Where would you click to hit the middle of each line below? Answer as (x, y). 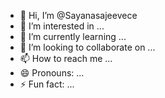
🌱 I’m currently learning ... (73, 36)
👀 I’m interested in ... (62, 26)
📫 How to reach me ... (66, 58)
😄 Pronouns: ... (52, 73)
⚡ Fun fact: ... (47, 84)
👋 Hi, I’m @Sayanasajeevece (78, 15)
